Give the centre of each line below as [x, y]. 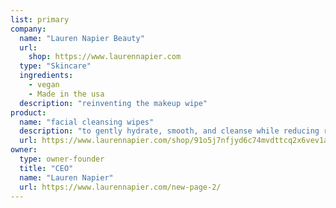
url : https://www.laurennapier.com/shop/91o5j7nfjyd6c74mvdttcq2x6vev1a [174, 141]
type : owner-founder [62, 159]
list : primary [40, 19]
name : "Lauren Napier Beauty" [82, 38]
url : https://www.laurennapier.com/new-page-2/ [120, 187]
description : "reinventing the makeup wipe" [113, 103]
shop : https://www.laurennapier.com [105, 57]
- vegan [44, 85]
